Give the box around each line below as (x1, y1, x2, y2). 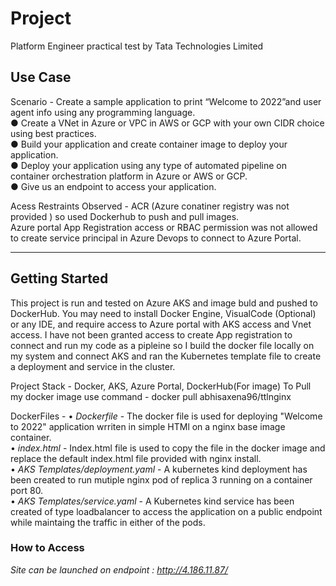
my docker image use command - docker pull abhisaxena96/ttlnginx (10, 390, 292, 402)
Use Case (10, 69, 72, 86)
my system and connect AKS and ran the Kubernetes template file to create (10, 350, 322, 362)
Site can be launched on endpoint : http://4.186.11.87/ (10, 563, 228, 576)
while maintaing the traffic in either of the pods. (10, 516, 206, 528)
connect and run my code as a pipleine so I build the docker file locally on (10, 339, 315, 351)
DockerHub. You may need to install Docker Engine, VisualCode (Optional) (10, 307, 317, 319)
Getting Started (10, 270, 109, 287)
